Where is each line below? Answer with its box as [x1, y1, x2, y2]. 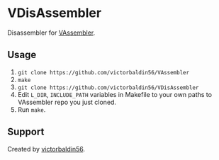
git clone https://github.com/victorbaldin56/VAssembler [17, 69, 190, 76]
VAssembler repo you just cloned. [17, 98, 117, 106]
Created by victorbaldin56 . [7, 144, 85, 153]
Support [7, 126, 45, 138]
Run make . [17, 105, 46, 114]
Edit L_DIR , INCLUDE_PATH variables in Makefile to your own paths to [17, 90, 213, 98]
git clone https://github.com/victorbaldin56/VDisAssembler [17, 84, 199, 91]
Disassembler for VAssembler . [7, 28, 96, 37]
